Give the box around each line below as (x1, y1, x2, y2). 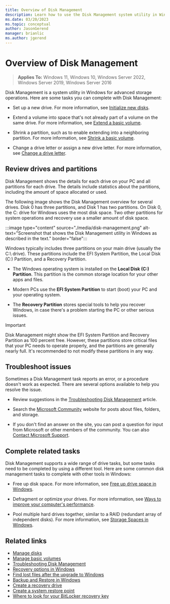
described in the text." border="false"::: (5, 235, 88, 241)
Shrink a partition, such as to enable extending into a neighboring (12, 130, 149, 136)
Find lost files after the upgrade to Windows (12, 572, 104, 578)
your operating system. (12, 291, 61, 297)
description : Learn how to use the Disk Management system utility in (5, 12, 157, 17)
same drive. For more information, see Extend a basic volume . (12, 119, 142, 125)
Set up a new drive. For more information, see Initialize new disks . (12, 104, 150, 110)
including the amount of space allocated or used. (5, 189, 108, 195)
